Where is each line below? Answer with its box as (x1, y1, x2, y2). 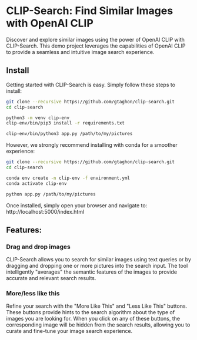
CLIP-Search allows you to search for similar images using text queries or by (6, 256, 191, 263)
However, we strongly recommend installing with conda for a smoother (6, 142, 178, 149)
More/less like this (6, 289, 60, 298)
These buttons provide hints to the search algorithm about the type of (6, 309, 175, 316)
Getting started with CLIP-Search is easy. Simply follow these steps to (6, 81, 175, 88)
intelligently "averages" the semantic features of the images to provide (6, 268, 178, 275)
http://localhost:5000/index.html (6, 208, 85, 215)
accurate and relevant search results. (6, 275, 96, 282)
